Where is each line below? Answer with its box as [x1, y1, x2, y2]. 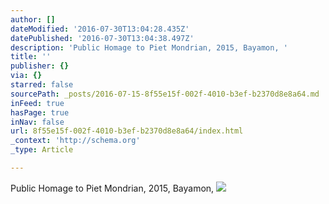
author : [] [10, 14, 56, 25]
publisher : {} [10, 61, 70, 71]
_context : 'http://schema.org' [10, 136, 141, 146]
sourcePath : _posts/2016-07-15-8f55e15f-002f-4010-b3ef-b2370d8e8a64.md [10, 89, 320, 99]
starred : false [10, 80, 74, 90]
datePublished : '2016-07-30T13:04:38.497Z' [10, 33, 195, 43]
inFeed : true [10, 98, 65, 108]
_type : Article [10, 145, 74, 155]
